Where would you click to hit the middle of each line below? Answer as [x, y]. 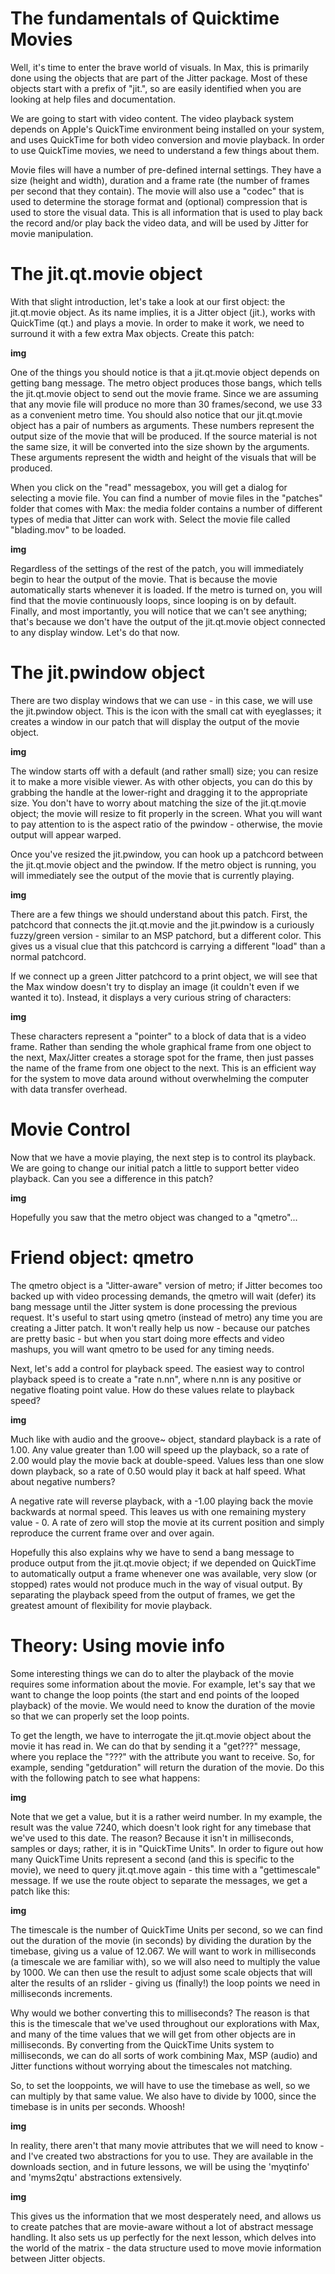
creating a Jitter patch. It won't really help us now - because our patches [160, 1328]
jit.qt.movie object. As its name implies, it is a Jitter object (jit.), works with [163, 312]
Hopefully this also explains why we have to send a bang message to [152, 1552]
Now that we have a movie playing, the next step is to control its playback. [163, 1157]
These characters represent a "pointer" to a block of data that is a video [158, 1036]
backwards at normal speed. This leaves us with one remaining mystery [158, 1511]
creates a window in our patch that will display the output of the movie [155, 721]
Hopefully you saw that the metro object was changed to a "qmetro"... [154, 1217]
